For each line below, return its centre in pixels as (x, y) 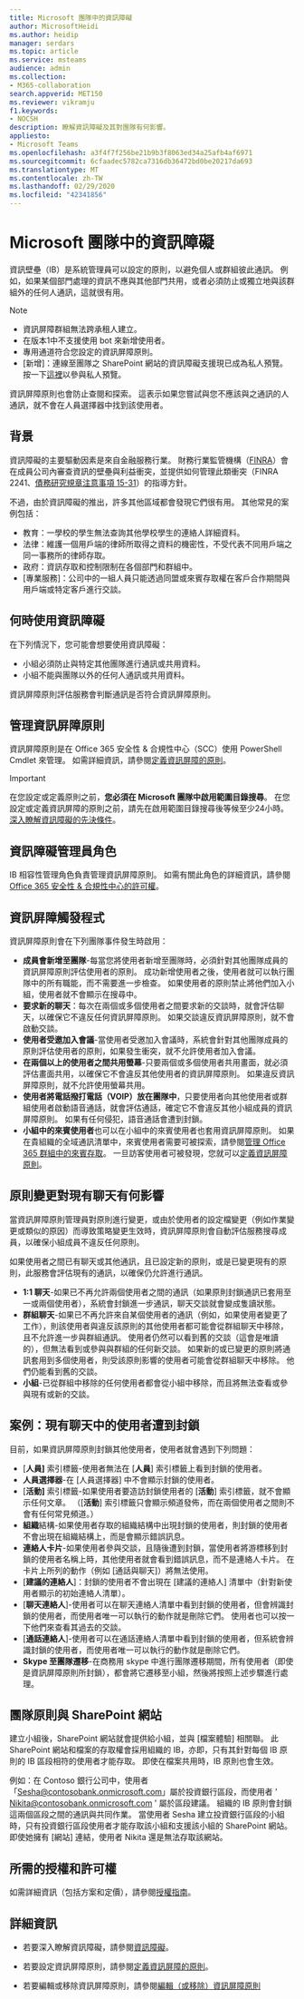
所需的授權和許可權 (63, 1869)
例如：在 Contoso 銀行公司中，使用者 (79, 1780)
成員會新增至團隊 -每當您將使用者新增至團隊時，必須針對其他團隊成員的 (155, 960)
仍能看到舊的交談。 (66, 1371)
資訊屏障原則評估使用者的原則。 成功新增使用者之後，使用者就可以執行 (154, 971)
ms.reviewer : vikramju (52, 102)
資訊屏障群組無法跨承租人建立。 (82, 328)
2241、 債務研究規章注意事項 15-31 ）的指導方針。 (100, 483)
